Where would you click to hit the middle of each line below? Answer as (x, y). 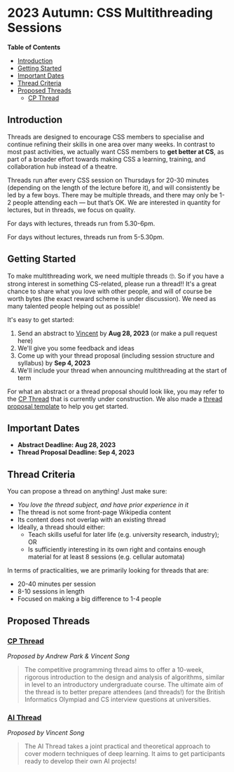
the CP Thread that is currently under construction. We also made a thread (115, 399)
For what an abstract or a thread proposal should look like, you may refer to (116, 391)
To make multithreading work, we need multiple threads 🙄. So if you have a (116, 276)
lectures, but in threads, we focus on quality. (71, 210)
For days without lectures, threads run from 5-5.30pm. (86, 237)
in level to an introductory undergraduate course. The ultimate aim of (124, 685)
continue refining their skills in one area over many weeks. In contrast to (111, 144)
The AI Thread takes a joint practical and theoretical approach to (117, 746)
